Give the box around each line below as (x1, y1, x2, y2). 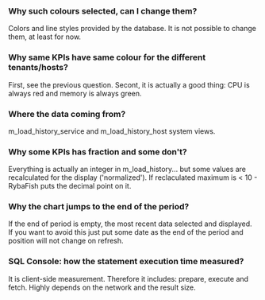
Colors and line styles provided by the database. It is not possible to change (8, 24, 256, 33)
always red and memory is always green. (8, 88, 142, 98)
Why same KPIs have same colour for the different (8, 52, 206, 63)
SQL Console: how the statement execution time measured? (8, 256, 244, 267)
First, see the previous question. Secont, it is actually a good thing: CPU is (8, 80, 250, 89)
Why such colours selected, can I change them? (8, 6, 198, 17)
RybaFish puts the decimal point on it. (8, 181, 132, 191)
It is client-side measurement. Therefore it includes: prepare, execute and (8, 274, 248, 283)
